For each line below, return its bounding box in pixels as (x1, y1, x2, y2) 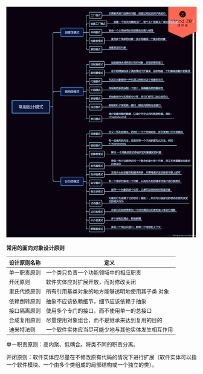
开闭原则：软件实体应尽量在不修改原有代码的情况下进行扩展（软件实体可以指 (6, 353, 197, 361)
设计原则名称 (8, 258, 41, 266)
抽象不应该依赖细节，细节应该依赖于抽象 (46, 297, 147, 304)
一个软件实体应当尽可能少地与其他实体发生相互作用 (46, 326, 173, 333)
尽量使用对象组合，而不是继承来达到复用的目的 (46, 317, 163, 324)
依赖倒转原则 (8, 297, 41, 304)
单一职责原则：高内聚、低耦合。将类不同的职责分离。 (6, 340, 139, 348)
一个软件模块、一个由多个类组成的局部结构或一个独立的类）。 (6, 361, 157, 368)
